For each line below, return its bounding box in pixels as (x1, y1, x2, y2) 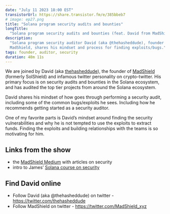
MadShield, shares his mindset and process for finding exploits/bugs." (10, 45, 166, 50)
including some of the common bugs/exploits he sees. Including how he (5, 100, 155, 106)
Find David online (5, 179, 61, 188)
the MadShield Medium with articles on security (12, 159, 112, 165)
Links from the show (5, 145, 71, 154)
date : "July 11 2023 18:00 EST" (5, 7, 73, 13)
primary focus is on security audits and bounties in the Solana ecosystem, (5, 79, 160, 85)
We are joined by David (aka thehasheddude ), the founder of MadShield (5, 68, 155, 74)
